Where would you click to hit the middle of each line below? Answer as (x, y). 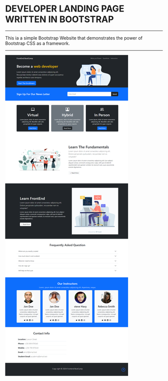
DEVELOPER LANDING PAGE (65, 9)
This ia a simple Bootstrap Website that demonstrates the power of (74, 38)
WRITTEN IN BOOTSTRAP (59, 19)
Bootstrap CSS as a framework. (37, 43)
